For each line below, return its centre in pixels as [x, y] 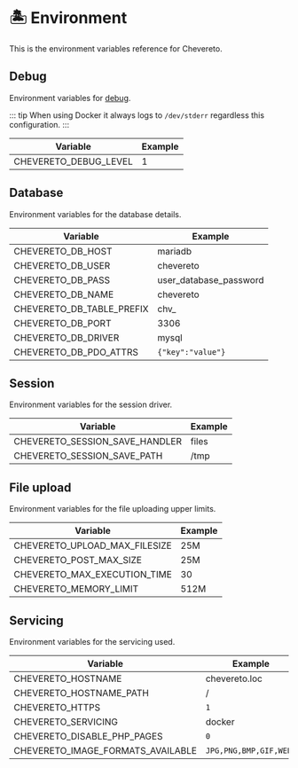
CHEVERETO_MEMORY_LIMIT [76, 589]
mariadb [175, 251]
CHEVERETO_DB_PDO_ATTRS [76, 352]
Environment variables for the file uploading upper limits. [113, 509]
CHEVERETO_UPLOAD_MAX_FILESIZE [93, 545]
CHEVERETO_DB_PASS [62, 279]
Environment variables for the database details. [95, 214]
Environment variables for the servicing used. [92, 642]
